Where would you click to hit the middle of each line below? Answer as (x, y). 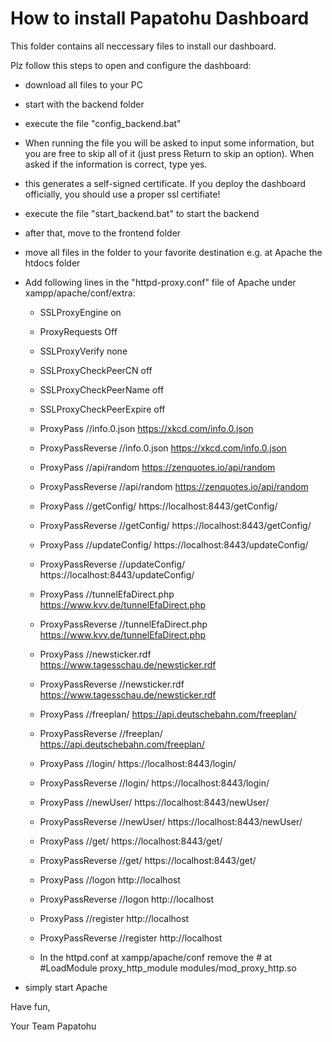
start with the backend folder (84, 104)
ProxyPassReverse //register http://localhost (131, 938)
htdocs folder (52, 263)
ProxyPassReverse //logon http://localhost (127, 899)
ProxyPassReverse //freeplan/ (101, 733)
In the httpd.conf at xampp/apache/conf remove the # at (156, 957)
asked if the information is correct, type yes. (116, 164)
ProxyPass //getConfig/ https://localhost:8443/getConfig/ (158, 506)
